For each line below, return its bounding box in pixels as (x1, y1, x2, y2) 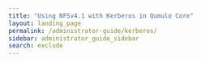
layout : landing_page (8, 19, 82, 27)
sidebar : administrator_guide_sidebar (8, 34, 139, 43)
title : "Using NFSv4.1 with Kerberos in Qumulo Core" (8, 11, 195, 20)
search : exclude (8, 42, 63, 50)
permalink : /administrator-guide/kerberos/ (8, 27, 158, 35)
